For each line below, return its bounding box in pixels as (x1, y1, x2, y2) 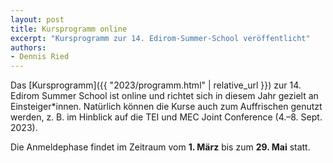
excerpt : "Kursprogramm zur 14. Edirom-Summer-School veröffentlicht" (10, 33, 311, 43)
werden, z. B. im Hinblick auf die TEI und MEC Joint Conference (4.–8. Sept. (10, 111, 323, 123)
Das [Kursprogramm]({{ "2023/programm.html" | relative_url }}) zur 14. (10, 79, 302, 91)
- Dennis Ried (10, 52, 70, 62)
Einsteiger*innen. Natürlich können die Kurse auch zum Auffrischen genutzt (10, 101, 323, 113)
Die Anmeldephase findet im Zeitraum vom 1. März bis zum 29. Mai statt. (10, 141, 311, 153)
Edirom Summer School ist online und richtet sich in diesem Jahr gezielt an (10, 90, 319, 102)
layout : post (10, 14, 65, 25)
